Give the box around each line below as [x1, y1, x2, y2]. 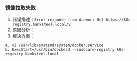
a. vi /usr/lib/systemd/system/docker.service [5, 43, 104, 48]
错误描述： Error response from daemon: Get [12, 16, 104, 23]
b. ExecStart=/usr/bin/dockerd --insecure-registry [5, 47, 115, 52]
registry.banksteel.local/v [12, 22, 71, 27]
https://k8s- [105, 17, 133, 23]
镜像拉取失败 [5, 4, 36, 11]
